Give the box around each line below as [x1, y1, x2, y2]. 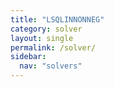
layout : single [10, 33, 74, 43]
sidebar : [10, 52, 47, 62]
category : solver [10, 24, 83, 34]
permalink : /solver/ [10, 42, 97, 53]
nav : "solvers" [19, 61, 83, 71]
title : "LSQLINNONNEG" [10, 14, 105, 25]
